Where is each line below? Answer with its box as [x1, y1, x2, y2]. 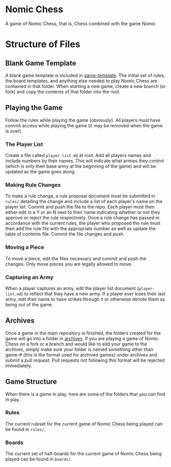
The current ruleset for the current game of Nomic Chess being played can [5, 420, 163, 427]
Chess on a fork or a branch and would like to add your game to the [5, 341, 148, 347]
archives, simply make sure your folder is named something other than [5, 346, 154, 352]
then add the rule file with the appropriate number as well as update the [5, 226, 156, 232]
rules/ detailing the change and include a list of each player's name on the [5, 198, 163, 205]
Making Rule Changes [5, 181, 61, 188]
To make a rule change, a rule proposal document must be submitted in [5, 193, 156, 199]
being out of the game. [5, 301, 54, 307]
